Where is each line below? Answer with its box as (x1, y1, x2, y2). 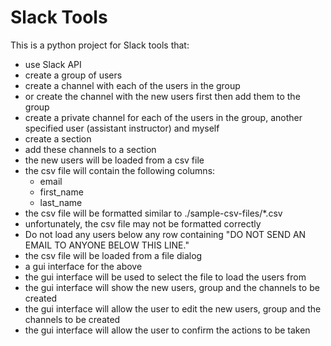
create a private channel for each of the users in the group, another (24, 111, 303, 123)
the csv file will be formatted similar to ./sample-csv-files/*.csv (24, 207, 283, 219)
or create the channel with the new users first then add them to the (24, 90, 301, 102)
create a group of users (24, 69, 123, 81)
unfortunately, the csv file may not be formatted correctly (24, 217, 262, 230)
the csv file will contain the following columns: (24, 164, 216, 176)
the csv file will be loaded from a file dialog (24, 249, 203, 261)
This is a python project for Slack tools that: (10, 39, 190, 51)
